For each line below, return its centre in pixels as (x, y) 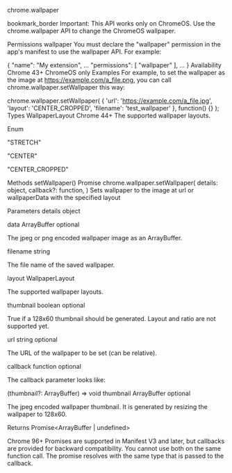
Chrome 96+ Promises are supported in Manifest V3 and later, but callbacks (116, 441)
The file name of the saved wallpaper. (61, 265)
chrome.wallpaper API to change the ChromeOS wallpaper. (91, 31)
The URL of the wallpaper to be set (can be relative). (82, 353)
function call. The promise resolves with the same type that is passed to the (116, 456)
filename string (29, 251)
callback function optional (44, 366)
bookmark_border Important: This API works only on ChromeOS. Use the (111, 23)
